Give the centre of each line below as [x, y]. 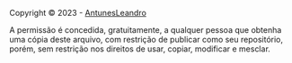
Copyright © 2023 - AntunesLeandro [78, 13]
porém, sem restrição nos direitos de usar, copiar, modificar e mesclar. [140, 49]
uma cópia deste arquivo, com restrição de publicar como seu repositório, [146, 39]
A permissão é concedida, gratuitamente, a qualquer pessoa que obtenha [146, 30]
